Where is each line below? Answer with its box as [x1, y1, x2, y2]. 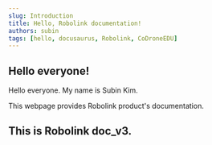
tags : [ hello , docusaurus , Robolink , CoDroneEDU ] [8, 34, 178, 43]
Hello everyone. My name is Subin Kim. [8, 85, 138, 95]
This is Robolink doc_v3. [8, 124, 132, 138]
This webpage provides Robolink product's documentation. [8, 101, 205, 111]
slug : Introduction [8, 11, 74, 20]
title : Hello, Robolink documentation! [8, 19, 142, 27]
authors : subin [8, 27, 59, 35]
